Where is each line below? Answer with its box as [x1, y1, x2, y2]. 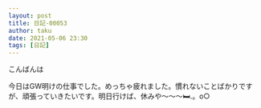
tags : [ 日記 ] [8, 42, 50, 50]
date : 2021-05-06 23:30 [8, 34, 88, 42]
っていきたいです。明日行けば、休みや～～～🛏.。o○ [35, 91, 210, 101]
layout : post [8, 11, 52, 20]
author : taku [8, 26, 52, 34]
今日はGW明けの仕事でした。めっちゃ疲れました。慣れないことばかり [8, 82, 239, 91]
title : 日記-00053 [8, 19, 67, 27]
